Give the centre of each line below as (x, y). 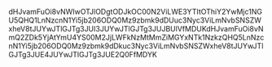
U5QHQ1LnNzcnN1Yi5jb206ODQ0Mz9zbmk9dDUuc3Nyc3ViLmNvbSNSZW (135, 20)
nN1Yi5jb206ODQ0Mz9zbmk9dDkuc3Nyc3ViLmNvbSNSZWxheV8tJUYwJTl (136, 46)
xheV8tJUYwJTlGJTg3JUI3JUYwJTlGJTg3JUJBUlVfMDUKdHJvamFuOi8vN (136, 29)
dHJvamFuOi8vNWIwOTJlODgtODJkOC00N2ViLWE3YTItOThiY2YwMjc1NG (136, 12)
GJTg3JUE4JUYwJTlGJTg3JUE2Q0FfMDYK (83, 54)
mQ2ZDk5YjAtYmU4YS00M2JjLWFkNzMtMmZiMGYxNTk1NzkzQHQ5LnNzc (136, 37)
